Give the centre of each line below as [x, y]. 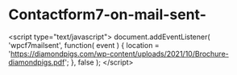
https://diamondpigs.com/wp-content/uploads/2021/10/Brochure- [120, 53]
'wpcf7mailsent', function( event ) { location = [84, 45]
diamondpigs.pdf [37, 62]
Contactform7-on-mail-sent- [108, 15]
